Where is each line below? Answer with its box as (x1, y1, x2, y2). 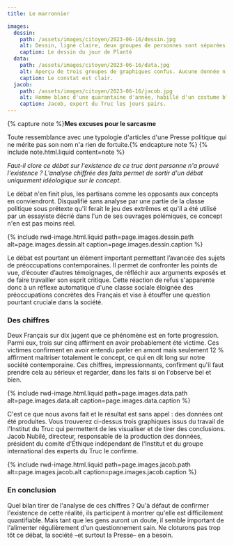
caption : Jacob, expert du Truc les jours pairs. (19, 100, 167, 108)
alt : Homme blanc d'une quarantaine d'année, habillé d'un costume (19, 94, 219, 101)
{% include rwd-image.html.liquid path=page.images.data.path (7, 389, 188, 398)
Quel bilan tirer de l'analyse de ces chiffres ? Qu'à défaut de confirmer (7, 501, 210, 509)
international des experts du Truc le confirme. (7, 447, 139, 455)
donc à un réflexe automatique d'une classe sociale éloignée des (7, 283, 194, 291)
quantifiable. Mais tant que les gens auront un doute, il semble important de (7, 516, 224, 524)
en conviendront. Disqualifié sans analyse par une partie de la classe (7, 197, 205, 205)
